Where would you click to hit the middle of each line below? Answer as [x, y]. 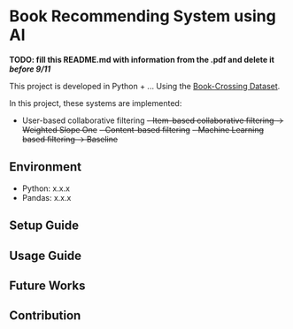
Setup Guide [44, 226]
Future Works [47, 285]
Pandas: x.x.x [46, 197]
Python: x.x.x [46, 188]
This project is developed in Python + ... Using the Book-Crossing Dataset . [145, 86]
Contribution [45, 316]
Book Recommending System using [143, 16]
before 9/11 [30, 69]
